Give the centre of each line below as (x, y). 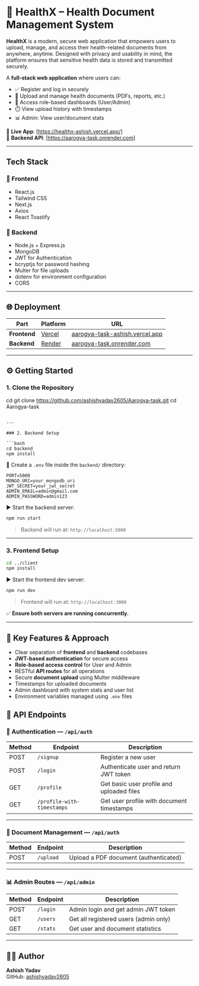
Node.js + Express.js (40, 245)
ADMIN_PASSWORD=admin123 (37, 497)
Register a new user (128, 757)
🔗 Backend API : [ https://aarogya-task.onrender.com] (71, 137)
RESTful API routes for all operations (60, 671)
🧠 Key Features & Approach (58, 638)
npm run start (24, 518)
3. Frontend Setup (33, 550)
